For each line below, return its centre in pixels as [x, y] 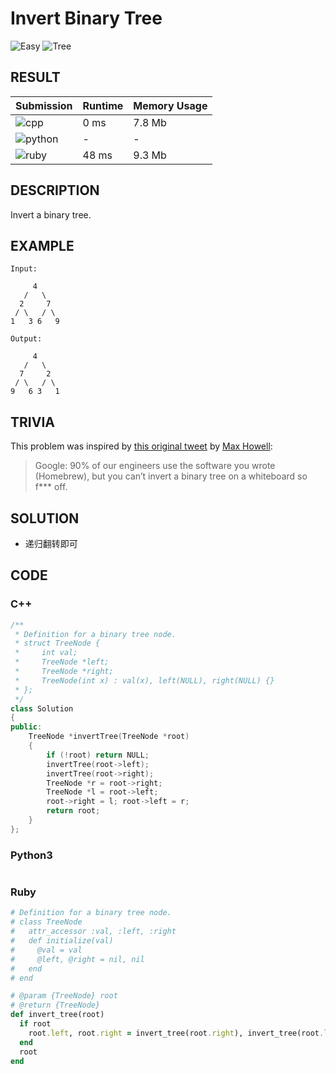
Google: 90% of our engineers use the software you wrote [155, 466]
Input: [24, 269]
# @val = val [46, 950]
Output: [26, 339]
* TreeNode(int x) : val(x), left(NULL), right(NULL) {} [144, 680]
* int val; [46, 653]
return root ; [73, 811]
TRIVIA [32, 422]
